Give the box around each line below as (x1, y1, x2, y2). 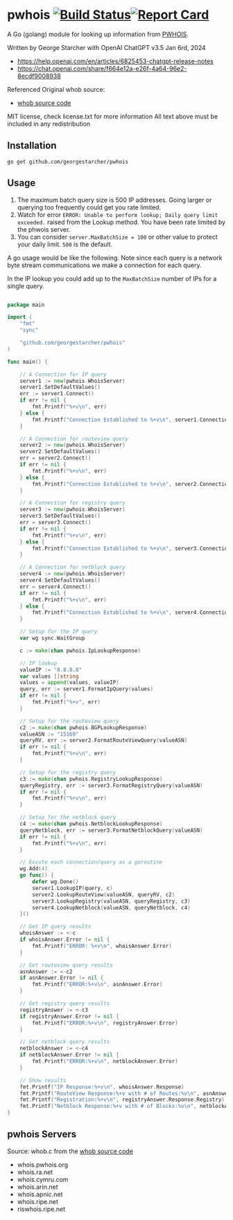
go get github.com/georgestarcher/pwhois (7, 158, 129, 165)
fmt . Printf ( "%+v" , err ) (32, 699, 101, 706)
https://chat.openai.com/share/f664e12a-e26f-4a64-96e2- (17, 64, 187, 72)
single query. (7, 282, 44, 290)
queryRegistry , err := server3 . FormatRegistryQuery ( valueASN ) (19, 782, 203, 789)
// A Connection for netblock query (19, 564, 126, 571)
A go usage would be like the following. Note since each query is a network (7, 253, 223, 262)
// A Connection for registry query (19, 500, 126, 507)
